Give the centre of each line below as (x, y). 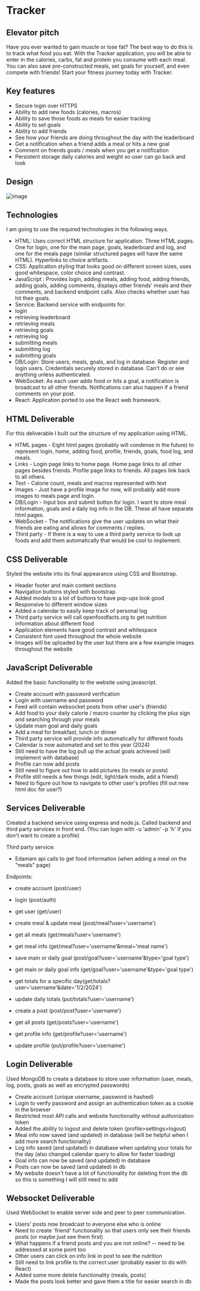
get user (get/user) (38, 911)
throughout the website (44, 649)
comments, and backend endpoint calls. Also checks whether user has (102, 292)
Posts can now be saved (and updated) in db (70, 1166)
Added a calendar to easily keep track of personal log (81, 611)
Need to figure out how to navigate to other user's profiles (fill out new (102, 783)
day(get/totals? (92, 981)
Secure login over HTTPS (46, 105)
